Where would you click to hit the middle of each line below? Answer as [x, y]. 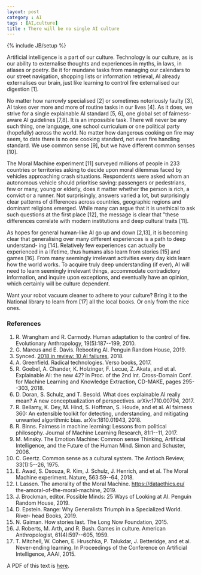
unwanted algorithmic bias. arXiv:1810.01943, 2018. [78, 420]
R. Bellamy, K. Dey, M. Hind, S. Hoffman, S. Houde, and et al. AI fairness [104, 407]
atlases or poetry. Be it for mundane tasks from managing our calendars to [99, 70]
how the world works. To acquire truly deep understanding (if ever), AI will [98, 264]
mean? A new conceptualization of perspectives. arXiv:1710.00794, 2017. [105, 401]
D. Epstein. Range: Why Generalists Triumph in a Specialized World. [99, 509]
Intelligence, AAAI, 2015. [45, 554]
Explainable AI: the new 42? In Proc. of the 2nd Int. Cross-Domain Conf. [103, 375]
